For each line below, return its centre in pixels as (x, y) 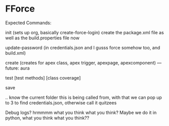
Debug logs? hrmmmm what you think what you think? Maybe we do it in (81, 112)
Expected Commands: (28, 23)
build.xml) (16, 53)
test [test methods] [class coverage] (43, 78)
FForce (20, 9)
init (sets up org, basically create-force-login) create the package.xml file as (85, 32)
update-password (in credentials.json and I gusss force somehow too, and (83, 47)
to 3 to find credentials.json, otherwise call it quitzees (61, 103)
